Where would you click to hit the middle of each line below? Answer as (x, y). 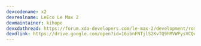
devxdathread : (24, 28)
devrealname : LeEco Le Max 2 (42, 17)
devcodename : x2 (26, 12)
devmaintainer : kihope (34, 23)
